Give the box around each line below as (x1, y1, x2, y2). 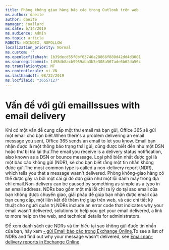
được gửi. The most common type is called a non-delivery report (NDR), (5, 165, 153, 171)
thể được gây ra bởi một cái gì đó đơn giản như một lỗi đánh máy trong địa (5, 175, 159, 181)
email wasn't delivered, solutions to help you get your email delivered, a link (5, 208, 162, 214)
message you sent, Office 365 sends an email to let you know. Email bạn (5, 137, 156, 144)
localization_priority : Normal (5, 45, 71, 50)
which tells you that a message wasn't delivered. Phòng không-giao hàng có (5, 170, 164, 176)
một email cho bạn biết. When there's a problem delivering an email (5, 132, 145, 138)
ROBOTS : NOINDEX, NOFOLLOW (5, 40, 62, 45)
